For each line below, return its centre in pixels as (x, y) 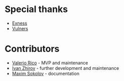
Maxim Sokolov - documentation (46, 73)
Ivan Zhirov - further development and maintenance (65, 68)
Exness (20, 23)
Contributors (32, 49)
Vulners (20, 28)
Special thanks (36, 9)
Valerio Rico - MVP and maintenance (50, 63)
